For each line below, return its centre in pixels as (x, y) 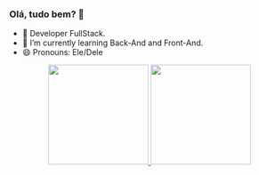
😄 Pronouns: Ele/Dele (63, 52)
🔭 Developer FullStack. (64, 34)
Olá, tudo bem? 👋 (47, 14)
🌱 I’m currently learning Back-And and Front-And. (113, 43)
